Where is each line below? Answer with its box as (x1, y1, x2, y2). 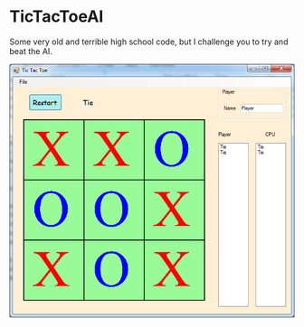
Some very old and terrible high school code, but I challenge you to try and (9, 36, 289, 47)
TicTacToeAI (9, 6, 104, 27)
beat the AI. (9, 45, 52, 56)
